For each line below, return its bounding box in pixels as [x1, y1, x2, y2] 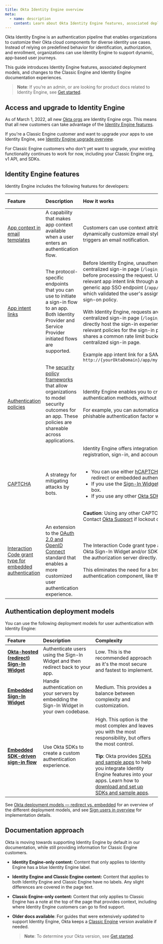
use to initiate [45, 292, 76, 299]
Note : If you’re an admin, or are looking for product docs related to [16, 84, 150, 90]
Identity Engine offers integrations [83, 445, 161, 452]
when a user [45, 233, 74, 240]
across [45, 431, 61, 438]
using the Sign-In [43, 651, 83, 658]
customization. [95, 702, 129, 709]
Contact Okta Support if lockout [83, 516, 155, 522]
